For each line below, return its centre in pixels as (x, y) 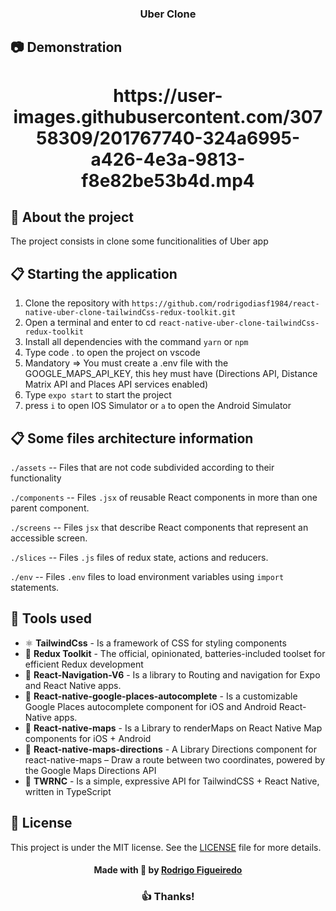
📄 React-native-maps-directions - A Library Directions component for (170, 749)
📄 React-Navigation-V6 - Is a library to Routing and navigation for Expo (172, 674)
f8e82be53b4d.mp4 (168, 180)
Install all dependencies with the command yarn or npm (136, 342)
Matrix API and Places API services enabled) (116, 384)
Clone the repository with (77, 303)
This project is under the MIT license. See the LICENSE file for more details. (166, 847)
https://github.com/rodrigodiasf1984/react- (225, 304)
